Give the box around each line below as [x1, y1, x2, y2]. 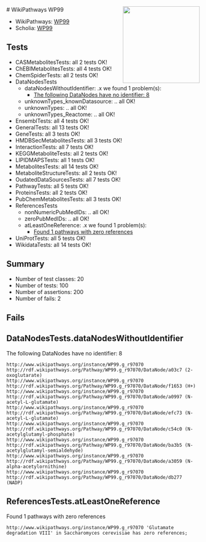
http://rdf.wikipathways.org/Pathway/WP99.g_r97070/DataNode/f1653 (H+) [6, 383, 196, 389]
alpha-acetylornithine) [6, 463, 67, 470]
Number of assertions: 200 [15, 288, 84, 295]
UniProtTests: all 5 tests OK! [15, 234, 86, 242]
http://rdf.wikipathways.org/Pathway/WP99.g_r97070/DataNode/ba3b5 [6, 442, 183, 448]
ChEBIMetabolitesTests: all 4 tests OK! [15, 64, 112, 72]
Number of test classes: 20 [15, 275, 84, 282]
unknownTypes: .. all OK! [24, 104, 87, 111]
